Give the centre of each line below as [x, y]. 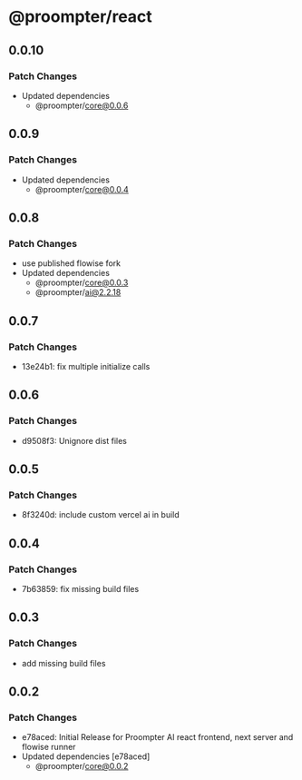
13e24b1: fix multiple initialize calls [86, 366]
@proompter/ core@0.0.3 [82, 282]
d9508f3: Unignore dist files [74, 440]
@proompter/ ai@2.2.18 [78, 292]
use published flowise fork [71, 263]
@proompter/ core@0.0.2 [82, 766]
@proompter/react [81, 17]
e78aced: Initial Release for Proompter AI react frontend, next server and [157, 737]
